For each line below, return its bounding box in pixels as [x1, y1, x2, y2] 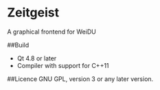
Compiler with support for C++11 [16, 61, 109, 69]
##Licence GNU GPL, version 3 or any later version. [7, 74, 154, 83]
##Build [7, 41, 30, 49]
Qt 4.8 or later [16, 54, 57, 63]
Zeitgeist [7, 5, 60, 21]
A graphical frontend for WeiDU [7, 27, 96, 36]
